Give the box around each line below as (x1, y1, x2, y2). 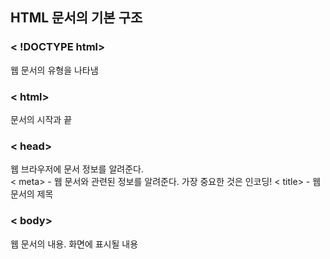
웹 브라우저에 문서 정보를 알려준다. (10, 163, 144, 175)
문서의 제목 (10, 188, 54, 200)
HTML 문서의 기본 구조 (10, 9, 143, 27)
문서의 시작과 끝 (10, 113, 73, 125)
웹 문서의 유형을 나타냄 (10, 64, 99, 76)
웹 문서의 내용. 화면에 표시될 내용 (10, 238, 139, 250)
